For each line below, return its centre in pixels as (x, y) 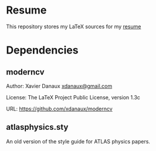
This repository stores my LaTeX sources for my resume (74, 26)
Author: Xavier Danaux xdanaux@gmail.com (59, 86)
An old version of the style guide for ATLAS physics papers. (78, 141)
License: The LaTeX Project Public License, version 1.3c (73, 97)
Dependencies (42, 50)
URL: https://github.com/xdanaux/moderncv (59, 109)
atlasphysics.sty (37, 127)
